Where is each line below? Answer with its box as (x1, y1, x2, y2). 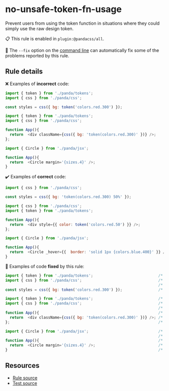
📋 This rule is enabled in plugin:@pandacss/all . (5, 35, 105, 41)
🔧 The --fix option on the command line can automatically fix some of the (5, 47, 159, 53)
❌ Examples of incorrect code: (5, 81, 69, 87)
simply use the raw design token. (5, 25, 74, 31)
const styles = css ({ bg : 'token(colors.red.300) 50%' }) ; (5, 194, 132, 200)
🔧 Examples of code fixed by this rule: (5, 263, 84, 269)
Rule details (5, 67, 43, 76)
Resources (5, 361, 40, 370)
